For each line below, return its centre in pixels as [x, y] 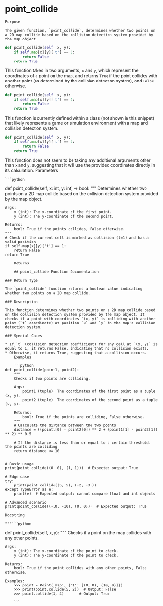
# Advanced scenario [26, 503]
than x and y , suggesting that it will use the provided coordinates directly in [80, 165]
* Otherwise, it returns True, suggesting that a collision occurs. [76, 353]
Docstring [15, 515]
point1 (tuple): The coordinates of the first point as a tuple [89, 391]
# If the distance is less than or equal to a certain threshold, [82, 443]
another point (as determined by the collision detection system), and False [80, 81]
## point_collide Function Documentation [56, 272]
